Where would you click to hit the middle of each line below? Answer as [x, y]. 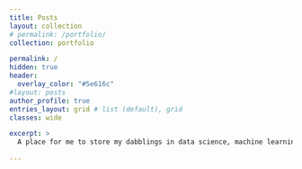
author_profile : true [50, 101]
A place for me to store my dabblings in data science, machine [140, 142]
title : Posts [34, 18]
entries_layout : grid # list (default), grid [96, 109]
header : [24, 76]
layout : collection [46, 26]
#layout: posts [38, 92]
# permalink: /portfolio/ [58, 34]
